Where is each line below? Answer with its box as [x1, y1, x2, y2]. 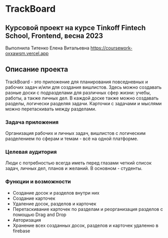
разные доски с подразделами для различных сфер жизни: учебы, [5, 89, 151, 96]
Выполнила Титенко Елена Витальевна [5, 45, 90, 51]
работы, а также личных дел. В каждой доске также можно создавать [5, 95, 159, 101]
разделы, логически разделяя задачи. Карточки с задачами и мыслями [5, 100, 162, 106]
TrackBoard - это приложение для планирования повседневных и [5, 79, 149, 85]
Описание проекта [5, 65, 68, 74]
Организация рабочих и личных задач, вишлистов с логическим [5, 130, 146, 136]
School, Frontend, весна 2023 [5, 31, 103, 40]
